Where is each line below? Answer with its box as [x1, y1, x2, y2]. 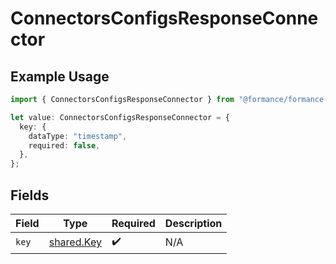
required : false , [28, 140, 101, 151]
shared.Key [48, 235, 102, 249]
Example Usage [10, 68, 110, 85]
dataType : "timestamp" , [28, 131, 128, 141]
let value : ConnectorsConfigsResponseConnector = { [10, 112, 230, 122]
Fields [10, 187, 50, 204]
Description [164, 216, 223, 230]
